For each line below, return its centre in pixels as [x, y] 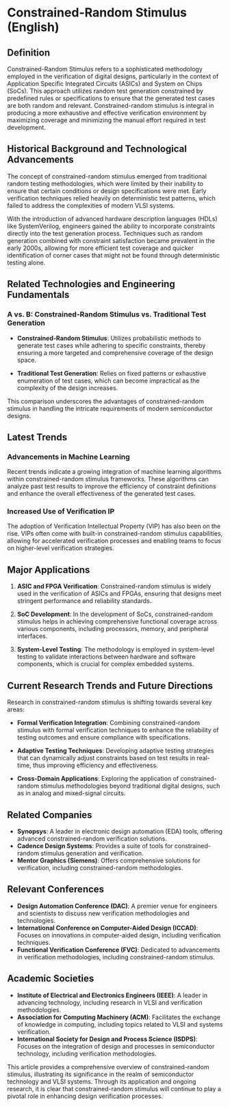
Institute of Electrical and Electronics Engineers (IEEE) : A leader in [112, 995]
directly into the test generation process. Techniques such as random [105, 233]
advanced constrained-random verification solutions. [92, 838]
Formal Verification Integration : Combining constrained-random [108, 723]
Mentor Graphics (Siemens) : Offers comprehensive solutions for [108, 860]
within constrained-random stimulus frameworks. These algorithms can [108, 479]
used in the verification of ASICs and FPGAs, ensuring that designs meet [119, 594]
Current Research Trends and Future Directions [110, 686]
